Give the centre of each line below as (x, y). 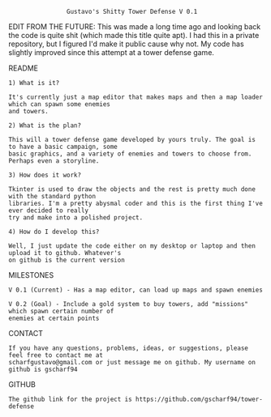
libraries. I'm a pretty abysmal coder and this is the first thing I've (136, 203)
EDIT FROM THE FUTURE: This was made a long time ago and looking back (135, 27)
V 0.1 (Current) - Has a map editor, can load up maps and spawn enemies (136, 290)
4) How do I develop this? (54, 232)
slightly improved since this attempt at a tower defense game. (112, 52)
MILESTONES (31, 275)
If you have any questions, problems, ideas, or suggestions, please (129, 348)
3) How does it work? (45, 175)
